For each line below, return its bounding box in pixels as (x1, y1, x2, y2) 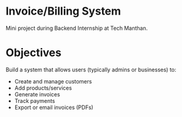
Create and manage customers (14, 77, 92, 85)
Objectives (5, 46, 62, 60)
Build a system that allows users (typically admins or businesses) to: (5, 66, 177, 73)
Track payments (14, 97, 55, 104)
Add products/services (14, 84, 72, 91)
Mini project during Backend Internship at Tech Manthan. (5, 24, 148, 32)
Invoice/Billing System (5, 4, 121, 18)
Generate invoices (14, 90, 60, 98)
